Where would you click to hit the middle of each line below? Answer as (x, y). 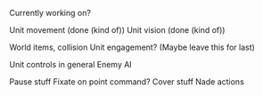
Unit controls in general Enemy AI (70, 64)
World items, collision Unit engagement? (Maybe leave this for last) (132, 47)
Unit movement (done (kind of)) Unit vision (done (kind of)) (117, 30)
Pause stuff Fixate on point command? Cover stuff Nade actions (127, 82)
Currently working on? (50, 13)
